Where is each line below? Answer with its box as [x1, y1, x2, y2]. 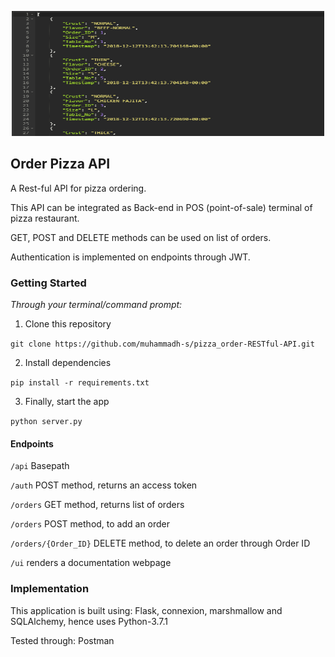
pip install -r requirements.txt [10, 378, 150, 388]
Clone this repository [24, 318, 112, 330]
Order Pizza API [10, 156, 111, 173]
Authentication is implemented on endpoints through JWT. [10, 251, 251, 263]
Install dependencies [24, 357, 112, 369]
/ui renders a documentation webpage [10, 557, 172, 569]
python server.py [10, 417, 83, 427]
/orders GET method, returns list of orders [10, 499, 185, 511]
